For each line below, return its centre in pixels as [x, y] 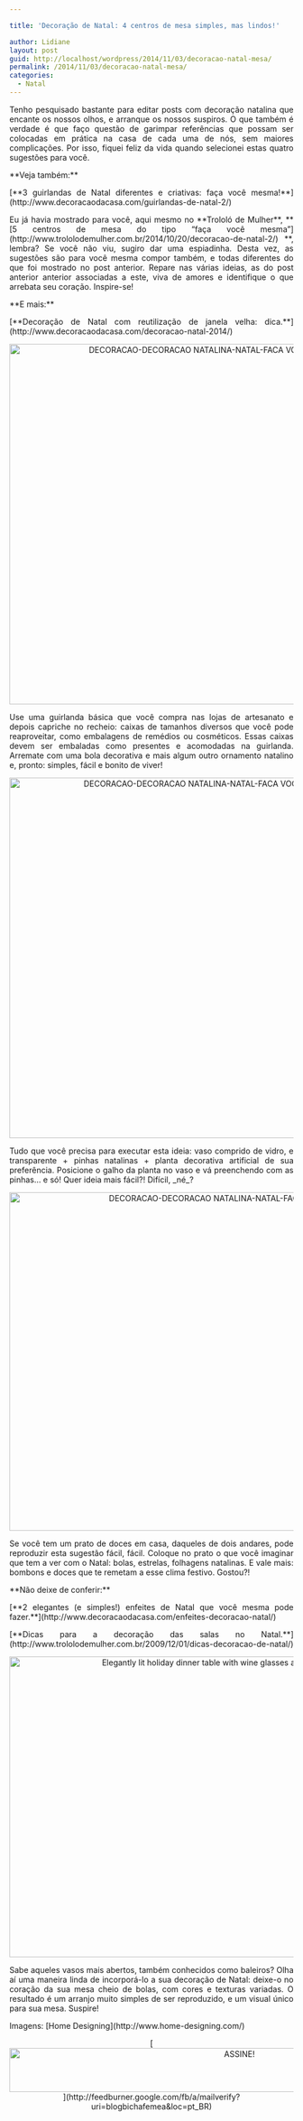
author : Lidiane [40, 42]
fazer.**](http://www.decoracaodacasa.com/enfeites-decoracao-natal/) [143, 1616]
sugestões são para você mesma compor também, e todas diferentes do [151, 257]
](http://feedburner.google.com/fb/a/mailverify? [151, 2097]
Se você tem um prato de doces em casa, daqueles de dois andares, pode [151, 1543]
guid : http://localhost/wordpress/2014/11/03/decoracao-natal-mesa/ [141, 59]
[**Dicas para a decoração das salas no [127, 1634]
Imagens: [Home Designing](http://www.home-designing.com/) [127, 2025]
